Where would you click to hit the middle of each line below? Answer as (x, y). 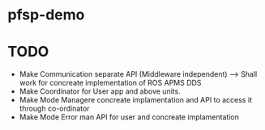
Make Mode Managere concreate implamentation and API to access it (136, 100)
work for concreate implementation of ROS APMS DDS (110, 83)
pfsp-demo (46, 15)
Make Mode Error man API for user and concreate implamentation (129, 117)
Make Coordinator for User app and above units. (100, 91)
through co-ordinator (54, 109)
